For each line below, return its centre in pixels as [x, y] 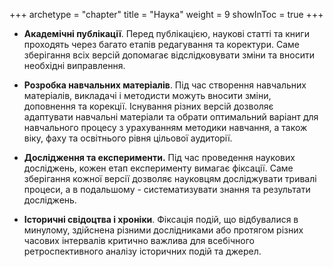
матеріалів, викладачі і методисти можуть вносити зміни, [147, 95]
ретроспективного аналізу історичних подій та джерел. [142, 251]
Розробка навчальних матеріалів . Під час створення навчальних [165, 85]
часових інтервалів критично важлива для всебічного [139, 240]
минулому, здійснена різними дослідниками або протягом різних [163, 230]
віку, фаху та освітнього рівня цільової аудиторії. [128, 138]
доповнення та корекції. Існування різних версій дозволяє [148, 106]
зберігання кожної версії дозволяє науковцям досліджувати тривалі [170, 178]
